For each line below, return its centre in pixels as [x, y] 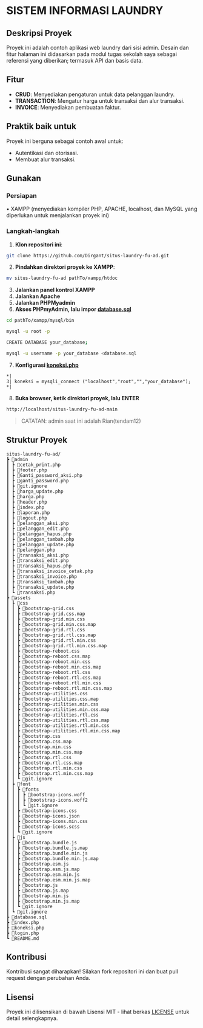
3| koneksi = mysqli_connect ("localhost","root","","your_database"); [98, 381]
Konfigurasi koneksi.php [47, 365]
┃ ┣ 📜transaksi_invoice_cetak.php [50, 571]
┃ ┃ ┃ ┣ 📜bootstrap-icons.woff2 [47, 800]
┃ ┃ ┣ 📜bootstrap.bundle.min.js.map [52, 858]
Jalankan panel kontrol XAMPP [55, 290]
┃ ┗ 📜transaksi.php [31, 592]
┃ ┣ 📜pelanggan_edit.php [38, 529]
